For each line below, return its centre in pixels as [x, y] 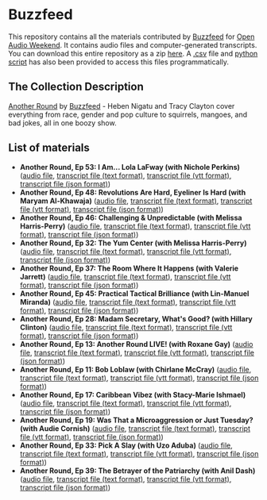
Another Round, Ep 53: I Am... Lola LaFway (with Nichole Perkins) [130, 167]
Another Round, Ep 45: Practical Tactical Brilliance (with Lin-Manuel [134, 293]
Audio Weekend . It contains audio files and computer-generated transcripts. [133, 44]
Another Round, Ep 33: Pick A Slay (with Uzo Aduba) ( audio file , [126, 445]
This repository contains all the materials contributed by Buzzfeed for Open [132, 37]
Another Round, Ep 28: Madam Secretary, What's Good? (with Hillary [136, 318]
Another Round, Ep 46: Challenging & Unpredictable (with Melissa [131, 217]
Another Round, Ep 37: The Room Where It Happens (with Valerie [129, 268]
